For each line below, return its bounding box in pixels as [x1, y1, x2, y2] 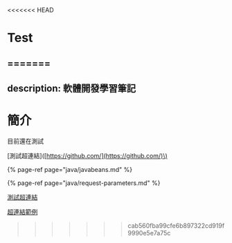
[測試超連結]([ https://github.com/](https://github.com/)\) [7, 151, 168, 159]
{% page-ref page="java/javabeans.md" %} [7, 165, 133, 173]
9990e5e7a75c [127, 229, 171, 237]
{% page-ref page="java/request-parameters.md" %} [7, 179, 161, 187]
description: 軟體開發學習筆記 [7, 82, 136, 94]
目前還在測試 [7, 137, 44, 145]
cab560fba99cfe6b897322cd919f [127, 221, 225, 230]
